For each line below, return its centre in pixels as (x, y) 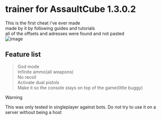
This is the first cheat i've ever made (43, 23)
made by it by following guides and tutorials (50, 28)
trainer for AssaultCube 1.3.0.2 (70, 9)
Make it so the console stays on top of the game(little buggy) (80, 88)
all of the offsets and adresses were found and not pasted (65, 33)
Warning (14, 97)
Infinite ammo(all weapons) (45, 72)
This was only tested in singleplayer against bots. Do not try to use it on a (81, 107)
